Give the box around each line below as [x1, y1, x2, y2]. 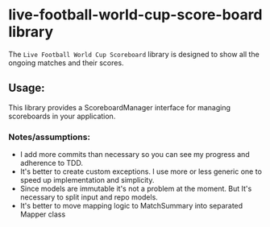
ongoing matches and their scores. [8, 58, 124, 68]
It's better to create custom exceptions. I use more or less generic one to [19, 167, 262, 176]
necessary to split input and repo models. [19, 192, 159, 202]
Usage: [8, 81, 46, 95]
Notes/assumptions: [8, 131, 91, 142]
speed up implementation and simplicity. [19, 175, 155, 185]
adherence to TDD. [19, 159, 83, 168]
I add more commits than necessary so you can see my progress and [19, 150, 250, 159]
